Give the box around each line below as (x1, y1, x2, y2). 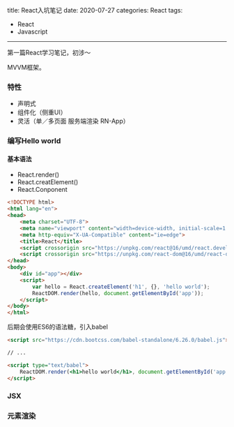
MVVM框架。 (7, 63, 45, 71)
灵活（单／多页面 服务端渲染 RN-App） (17, 117, 130, 126)
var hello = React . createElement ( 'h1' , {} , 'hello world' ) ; (32, 283, 210, 290)
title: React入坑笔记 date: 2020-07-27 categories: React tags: (7, 6, 183, 14)
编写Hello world (7, 136, 61, 146)
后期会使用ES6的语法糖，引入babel (7, 323, 108, 331)
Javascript (17, 27, 48, 36)
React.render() (17, 170, 60, 179)
